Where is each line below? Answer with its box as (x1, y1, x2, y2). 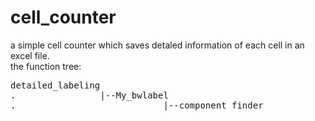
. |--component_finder (10, 99, 264, 111)
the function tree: (10, 60, 82, 72)
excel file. (10, 49, 50, 61)
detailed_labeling (10, 79, 101, 91)
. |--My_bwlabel (10, 89, 169, 101)
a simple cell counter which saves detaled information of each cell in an (10, 39, 305, 51)
